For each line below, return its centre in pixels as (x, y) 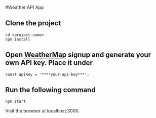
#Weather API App (25, 7)
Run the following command (50, 90)
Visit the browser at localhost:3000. (43, 111)
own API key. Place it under (49, 63)
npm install (18, 39)
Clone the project (33, 23)
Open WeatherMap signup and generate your (78, 55)
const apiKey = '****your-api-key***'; (47, 74)
